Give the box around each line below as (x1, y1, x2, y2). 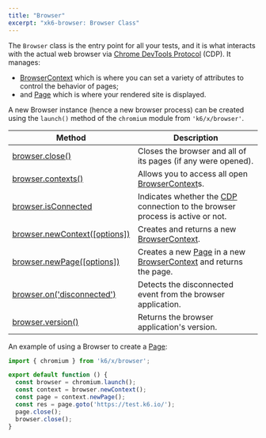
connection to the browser (137, 201, 236, 212)
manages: (8, 57, 41, 67)
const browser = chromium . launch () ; (15, 379, 136, 387)
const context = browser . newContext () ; (15, 386, 147, 394)
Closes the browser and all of (137, 145, 247, 157)
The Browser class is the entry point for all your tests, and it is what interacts (8, 40, 256, 50)
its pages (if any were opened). (137, 155, 254, 166)
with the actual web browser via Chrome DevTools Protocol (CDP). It (8, 49, 231, 59)
